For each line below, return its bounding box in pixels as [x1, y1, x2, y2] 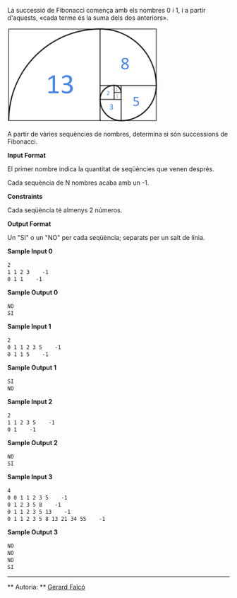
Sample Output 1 [7, 364, 56, 372]
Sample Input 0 [7, 247, 53, 255]
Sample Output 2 [7, 439, 58, 447]
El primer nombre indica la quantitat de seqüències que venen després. [7, 165, 215, 173]
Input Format [7, 151, 46, 159]
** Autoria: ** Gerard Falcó [7, 583, 86, 591]
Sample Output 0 [7, 288, 59, 297]
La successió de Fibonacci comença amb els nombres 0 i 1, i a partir [7, 6, 206, 14]
